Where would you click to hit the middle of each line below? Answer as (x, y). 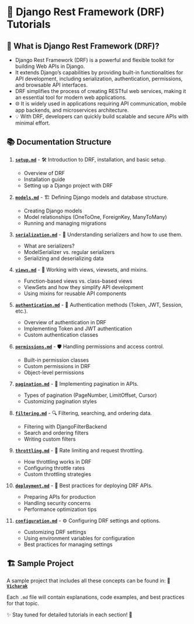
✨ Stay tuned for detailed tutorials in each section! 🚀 (70, 615)
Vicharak (17, 586)
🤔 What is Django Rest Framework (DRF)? (83, 46)
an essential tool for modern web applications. (71, 97)
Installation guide (44, 179)
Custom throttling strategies (57, 474)
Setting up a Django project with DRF (68, 185)
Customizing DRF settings (55, 532)
